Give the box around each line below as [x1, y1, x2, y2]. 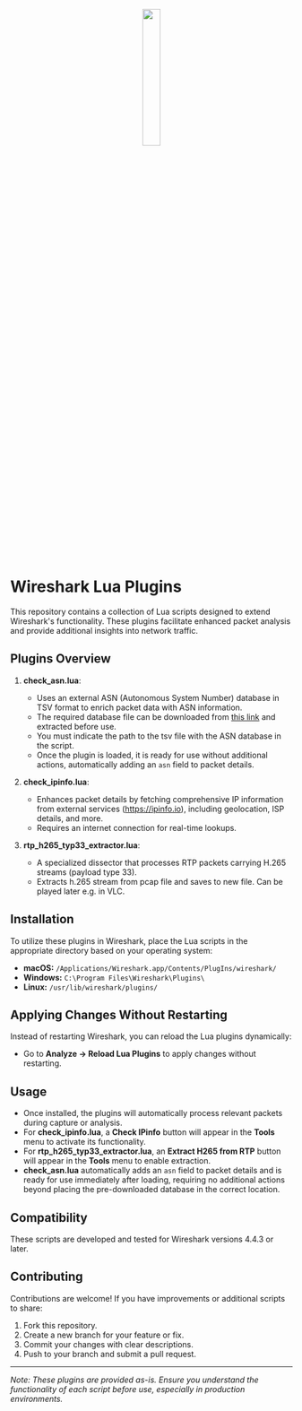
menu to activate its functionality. [22, 1137, 146, 1147]
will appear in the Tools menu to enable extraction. [22, 1156, 211, 1166]
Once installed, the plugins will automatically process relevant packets [22, 1108, 283, 1119]
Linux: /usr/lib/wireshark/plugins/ [22, 982, 158, 992]
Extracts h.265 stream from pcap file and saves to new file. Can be [36, 876, 283, 887]
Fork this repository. [22, 1320, 98, 1330]
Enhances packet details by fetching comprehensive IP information [36, 793, 284, 804]
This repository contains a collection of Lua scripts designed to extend [10, 606, 272, 617]
